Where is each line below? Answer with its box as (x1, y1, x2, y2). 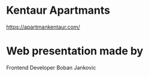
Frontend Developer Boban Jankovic (6, 64, 96, 71)
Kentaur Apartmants (6, 4, 111, 17)
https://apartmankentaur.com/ (6, 23, 81, 30)
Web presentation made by (6, 44, 144, 58)
